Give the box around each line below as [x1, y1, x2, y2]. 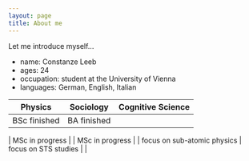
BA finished [67, 115, 111, 126]
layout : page [8, 11, 52, 20]
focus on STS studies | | [8, 143, 88, 153]
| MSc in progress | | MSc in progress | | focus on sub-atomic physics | [8, 135, 242, 145]
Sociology [69, 101, 110, 112]
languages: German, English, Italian [19, 82, 137, 92]
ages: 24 [19, 65, 50, 74]
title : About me [8, 19, 62, 27]
